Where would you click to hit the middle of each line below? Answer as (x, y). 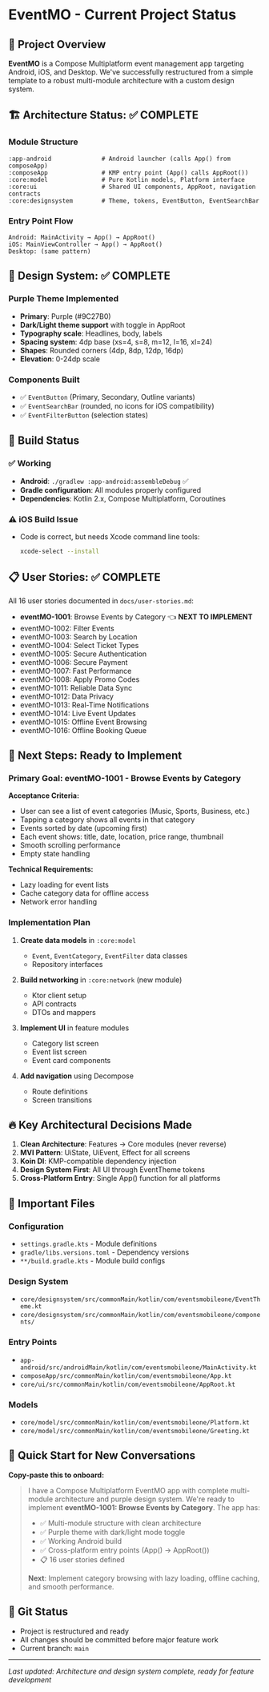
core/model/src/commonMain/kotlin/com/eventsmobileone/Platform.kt (134, 1423)
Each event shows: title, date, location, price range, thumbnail (122, 837)
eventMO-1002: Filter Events (67, 628)
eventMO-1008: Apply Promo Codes (80, 679)
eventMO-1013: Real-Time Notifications (84, 705)
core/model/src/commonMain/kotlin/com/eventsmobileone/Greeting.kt (134, 1432)
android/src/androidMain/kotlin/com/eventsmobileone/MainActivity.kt (139, 1368)
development (30, 1679)
